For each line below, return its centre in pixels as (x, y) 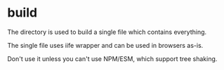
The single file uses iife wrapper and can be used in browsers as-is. (105, 45)
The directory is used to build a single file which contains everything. (107, 32)
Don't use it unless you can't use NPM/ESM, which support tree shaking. (112, 59)
